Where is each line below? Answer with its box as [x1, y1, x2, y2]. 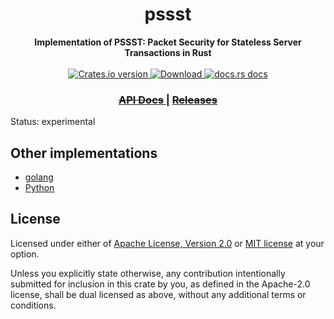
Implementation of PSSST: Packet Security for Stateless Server [34, 36, 302, 48]
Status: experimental [10, 116, 96, 128]
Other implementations [10, 144, 158, 162]
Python [24, 182, 55, 194]
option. [10, 248, 40, 260]
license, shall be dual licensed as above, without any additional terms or [10, 288, 307, 300]
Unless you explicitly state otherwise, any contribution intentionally [10, 267, 286, 279]
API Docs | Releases [118, 93, 218, 107]
